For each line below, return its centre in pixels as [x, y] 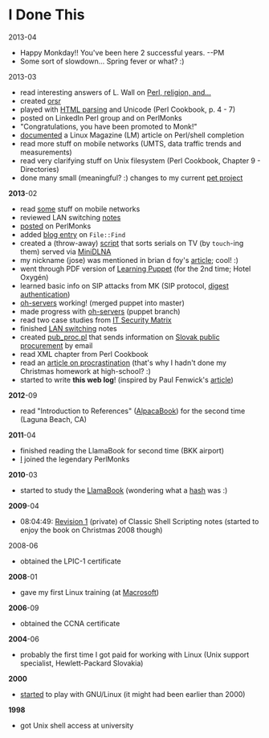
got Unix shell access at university [77, 725]
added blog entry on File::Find [73, 234]
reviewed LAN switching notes [70, 217]
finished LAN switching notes [69, 328]
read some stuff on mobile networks [80, 209]
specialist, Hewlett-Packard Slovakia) [82, 663]
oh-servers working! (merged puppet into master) [102, 302]
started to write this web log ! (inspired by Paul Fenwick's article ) [127, 379]
